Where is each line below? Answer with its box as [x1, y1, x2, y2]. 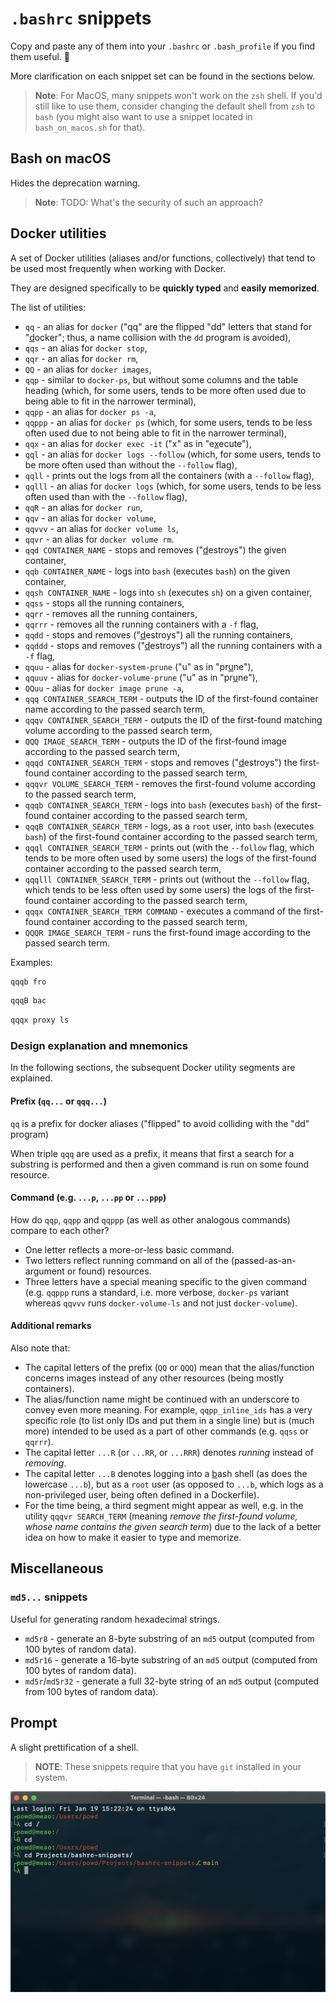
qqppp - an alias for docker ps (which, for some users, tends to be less [24, 416, 313, 428]
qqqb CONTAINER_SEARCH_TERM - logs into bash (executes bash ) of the [24, 798, 300, 811]
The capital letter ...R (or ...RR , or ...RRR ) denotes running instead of [24, 1447, 314, 1459]
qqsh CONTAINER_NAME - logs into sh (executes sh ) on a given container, [24, 586, 313, 598]
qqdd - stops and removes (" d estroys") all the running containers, [24, 628, 293, 641]
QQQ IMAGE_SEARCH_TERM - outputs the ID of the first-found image [24, 735, 288, 747]
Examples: [10, 956, 53, 968]
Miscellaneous [10, 1560, 104, 1577]
